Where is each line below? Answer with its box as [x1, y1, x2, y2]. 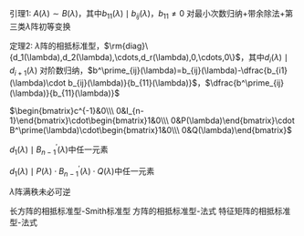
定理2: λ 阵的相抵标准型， [9, 40, 105, 51]
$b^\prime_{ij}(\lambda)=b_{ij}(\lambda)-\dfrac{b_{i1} [87, 65, 288, 76]
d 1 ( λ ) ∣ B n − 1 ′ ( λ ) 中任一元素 [9, 142, 109, 157]
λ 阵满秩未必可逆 [9, 186, 71, 198]
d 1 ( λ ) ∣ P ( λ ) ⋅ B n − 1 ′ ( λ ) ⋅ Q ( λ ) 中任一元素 [9, 163, 155, 179]
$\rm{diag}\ [103, 40, 149, 51]
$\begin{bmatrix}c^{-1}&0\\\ [9, 106, 114, 117]
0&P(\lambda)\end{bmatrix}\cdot [170, 115, 295, 126]
